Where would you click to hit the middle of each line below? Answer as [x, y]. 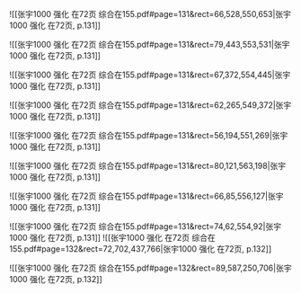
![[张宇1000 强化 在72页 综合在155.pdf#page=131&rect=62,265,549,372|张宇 [150, 105]
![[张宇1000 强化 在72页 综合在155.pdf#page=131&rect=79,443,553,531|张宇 [150, 44]
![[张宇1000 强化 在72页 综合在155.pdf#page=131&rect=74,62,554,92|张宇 [145, 226]
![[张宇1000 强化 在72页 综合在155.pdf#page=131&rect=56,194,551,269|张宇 [149, 135]
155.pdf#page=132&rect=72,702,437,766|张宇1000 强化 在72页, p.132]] [141, 249]
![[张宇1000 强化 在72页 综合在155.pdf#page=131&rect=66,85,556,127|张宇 [147, 196]
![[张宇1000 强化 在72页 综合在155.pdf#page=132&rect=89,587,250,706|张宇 [150, 268]
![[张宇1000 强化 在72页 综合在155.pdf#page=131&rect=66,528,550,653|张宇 [150, 14]
